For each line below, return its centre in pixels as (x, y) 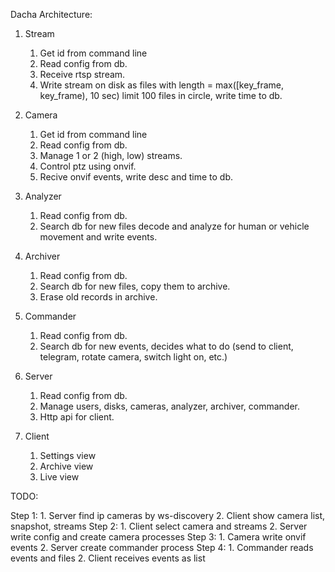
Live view (59, 477)
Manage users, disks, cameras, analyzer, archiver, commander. (169, 406)
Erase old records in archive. (98, 297)
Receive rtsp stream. (82, 74)
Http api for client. (77, 417)
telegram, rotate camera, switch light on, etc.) (133, 357)
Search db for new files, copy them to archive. (135, 286)
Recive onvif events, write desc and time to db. (136, 177)
